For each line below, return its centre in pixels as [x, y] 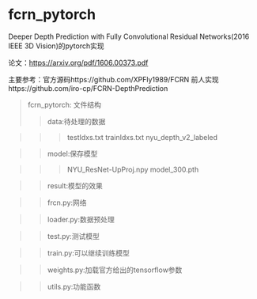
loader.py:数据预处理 [81, 219]
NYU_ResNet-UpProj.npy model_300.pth [133, 169]
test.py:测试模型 [74, 236]
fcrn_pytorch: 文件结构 [64, 104]
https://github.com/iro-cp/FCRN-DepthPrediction [88, 88]
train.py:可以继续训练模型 [89, 253]
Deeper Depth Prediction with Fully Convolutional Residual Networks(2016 [129, 36]
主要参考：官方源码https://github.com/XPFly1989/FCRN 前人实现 [113, 79]
